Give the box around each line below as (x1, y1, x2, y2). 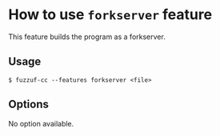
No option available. (8, 119, 74, 128)
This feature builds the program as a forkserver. (8, 32, 166, 41)
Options (8, 98, 50, 111)
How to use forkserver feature (8, 6, 213, 24)
